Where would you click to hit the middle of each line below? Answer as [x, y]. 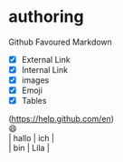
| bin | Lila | [29, 148]
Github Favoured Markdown [60, 42]
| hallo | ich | [32, 138]
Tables [34, 101]
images [35, 80]
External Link [46, 59]
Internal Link [45, 70]
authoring [46, 17]
